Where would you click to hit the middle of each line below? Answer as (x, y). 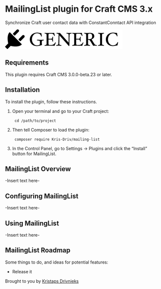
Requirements (27, 63)
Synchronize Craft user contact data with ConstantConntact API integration (80, 22)
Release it (22, 271)
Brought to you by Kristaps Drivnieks (42, 281)
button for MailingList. (34, 154)
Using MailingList (32, 223)
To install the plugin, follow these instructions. (51, 102)
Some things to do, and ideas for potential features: (57, 262)
